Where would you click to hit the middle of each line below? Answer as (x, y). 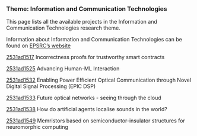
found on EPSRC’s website (39, 46)
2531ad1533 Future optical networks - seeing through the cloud (84, 98)
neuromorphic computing (37, 127)
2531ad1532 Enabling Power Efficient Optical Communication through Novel (99, 80)
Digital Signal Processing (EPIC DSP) (51, 86)
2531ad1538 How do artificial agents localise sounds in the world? (87, 109)
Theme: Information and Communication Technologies (87, 9)
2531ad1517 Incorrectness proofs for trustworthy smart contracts (85, 57)
